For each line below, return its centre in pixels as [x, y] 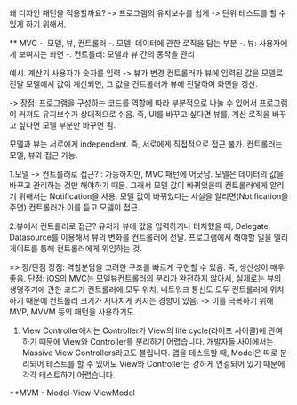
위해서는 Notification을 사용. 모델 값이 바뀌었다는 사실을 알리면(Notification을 [153, 196]
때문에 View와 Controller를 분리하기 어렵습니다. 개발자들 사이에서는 [156, 341]
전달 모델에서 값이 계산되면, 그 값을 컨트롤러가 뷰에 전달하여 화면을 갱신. [133, 84]
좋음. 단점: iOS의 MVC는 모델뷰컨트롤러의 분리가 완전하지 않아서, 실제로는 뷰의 [145, 278]
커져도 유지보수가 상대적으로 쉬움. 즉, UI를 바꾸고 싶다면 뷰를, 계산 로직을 [144, 114]
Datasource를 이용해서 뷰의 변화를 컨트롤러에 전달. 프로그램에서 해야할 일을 [140, 237]
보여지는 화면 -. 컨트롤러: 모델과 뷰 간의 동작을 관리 [107, 54]
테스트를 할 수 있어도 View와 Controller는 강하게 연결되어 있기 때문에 [165, 364]
